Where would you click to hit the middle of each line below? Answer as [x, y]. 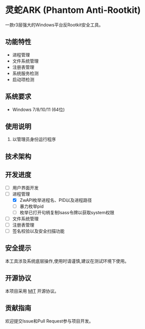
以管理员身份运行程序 [34, 140]
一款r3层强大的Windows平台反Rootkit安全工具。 [54, 25]
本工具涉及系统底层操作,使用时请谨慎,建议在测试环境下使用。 [67, 261]
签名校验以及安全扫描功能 [38, 231]
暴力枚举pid [32, 206]
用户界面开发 [25, 188]
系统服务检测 [25, 73]
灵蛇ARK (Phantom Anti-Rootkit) [73, 10]
